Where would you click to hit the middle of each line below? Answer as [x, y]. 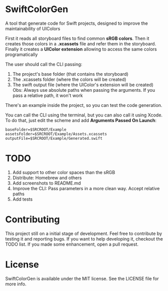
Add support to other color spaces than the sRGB [64, 172]
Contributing [33, 220]
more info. [16, 284]
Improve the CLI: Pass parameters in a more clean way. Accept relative [86, 188]
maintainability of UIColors [33, 28]
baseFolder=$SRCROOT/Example [36, 130]
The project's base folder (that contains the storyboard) [70, 74]
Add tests [22, 199]
